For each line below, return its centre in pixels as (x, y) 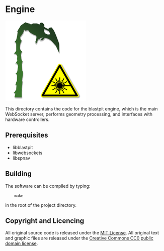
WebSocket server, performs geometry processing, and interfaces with (79, 114)
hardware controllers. (27, 119)
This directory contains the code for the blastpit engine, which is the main (81, 108)
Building (18, 174)
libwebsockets (27, 153)
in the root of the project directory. (41, 205)
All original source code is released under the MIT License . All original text (82, 233)
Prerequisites (27, 135)
